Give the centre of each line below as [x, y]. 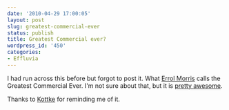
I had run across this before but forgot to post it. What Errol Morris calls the [114, 78]
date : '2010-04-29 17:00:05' [49, 13]
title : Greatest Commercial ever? [57, 39]
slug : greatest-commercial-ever [53, 26]
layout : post [26, 20]
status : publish [30, 33]
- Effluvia [23, 59]
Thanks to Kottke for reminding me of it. [64, 99]
